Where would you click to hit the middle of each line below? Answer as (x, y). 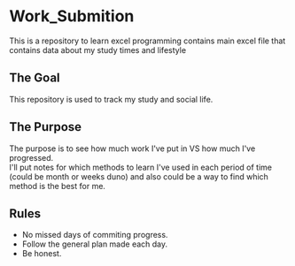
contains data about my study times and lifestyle (98, 49)
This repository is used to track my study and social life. (111, 99)
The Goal (35, 78)
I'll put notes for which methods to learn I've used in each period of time (141, 167)
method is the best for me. (58, 186)
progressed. (31, 157)
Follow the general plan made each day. (95, 244)
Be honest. (42, 254)
